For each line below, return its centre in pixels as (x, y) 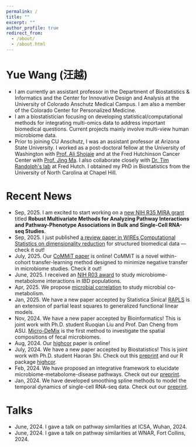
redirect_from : (25, 33)
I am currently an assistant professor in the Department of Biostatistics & (102, 91)
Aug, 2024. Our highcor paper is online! (62, 343)
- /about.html (28, 45)
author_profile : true (32, 28)
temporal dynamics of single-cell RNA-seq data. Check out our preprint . (101, 387)
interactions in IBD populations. (84, 281)
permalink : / (22, 11)
